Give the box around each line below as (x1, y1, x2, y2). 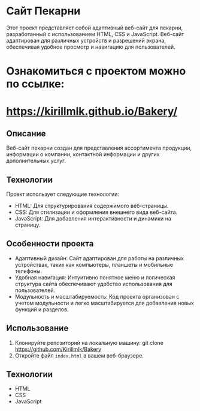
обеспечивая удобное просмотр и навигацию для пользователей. (6, 43, 175, 50)
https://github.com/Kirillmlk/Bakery (14, 346, 102, 353)
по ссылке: (6, 77, 65, 91)
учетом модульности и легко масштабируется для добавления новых (14, 299, 195, 306)
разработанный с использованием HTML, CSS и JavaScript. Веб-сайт (6, 30, 184, 37)
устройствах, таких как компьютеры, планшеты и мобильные (14, 261, 174, 268)
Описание (6, 128, 46, 139)
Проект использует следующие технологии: (6, 190, 120, 198)
